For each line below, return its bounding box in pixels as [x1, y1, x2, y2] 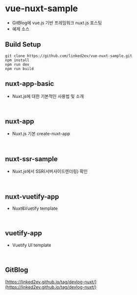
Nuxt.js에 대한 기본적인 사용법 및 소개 [12, 93, 84, 99]
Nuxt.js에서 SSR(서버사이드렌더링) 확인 [12, 169, 88, 174]
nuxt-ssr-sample [5, 155, 58, 163]
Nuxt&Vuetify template [12, 205, 58, 211]
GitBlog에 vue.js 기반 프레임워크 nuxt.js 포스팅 [12, 20, 102, 25]
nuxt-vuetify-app [5, 192, 60, 201]
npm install [5, 57, 29, 63]
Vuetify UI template [12, 242, 51, 248]
